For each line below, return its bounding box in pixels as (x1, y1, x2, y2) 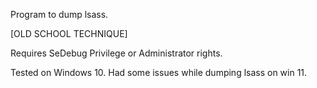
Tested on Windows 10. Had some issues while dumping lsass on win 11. (10, 67, 308, 78)
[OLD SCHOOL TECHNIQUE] (10, 28, 128, 39)
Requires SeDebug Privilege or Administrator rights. (10, 47, 223, 59)
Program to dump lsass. (10, 9, 109, 20)
